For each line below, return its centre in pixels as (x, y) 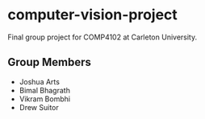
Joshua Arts (39, 81)
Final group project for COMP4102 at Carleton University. (102, 37)
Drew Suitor (39, 107)
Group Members (50, 62)
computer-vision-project (93, 15)
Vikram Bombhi (44, 99)
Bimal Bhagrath (44, 90)
